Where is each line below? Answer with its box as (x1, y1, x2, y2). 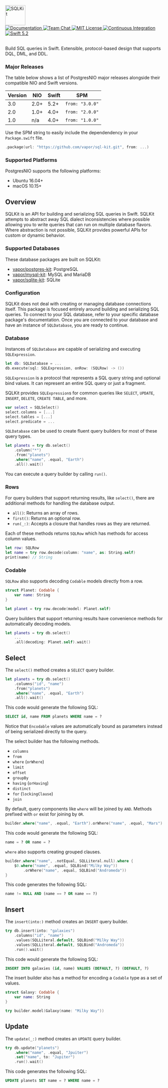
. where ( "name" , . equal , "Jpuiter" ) (14, 1050, 89, 1055)
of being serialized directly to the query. (5, 729, 88, 735)
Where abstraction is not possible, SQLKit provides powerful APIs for (5, 227, 148, 233)
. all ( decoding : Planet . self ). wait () (14, 640, 91, 645)
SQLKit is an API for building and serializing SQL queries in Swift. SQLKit (5, 211, 154, 217)
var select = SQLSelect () (5, 405, 59, 410)
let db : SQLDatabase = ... (5, 361, 62, 366)
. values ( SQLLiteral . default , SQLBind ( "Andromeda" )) (14, 942, 124, 947)
